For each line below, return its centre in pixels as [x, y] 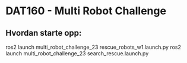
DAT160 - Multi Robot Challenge [86, 11]
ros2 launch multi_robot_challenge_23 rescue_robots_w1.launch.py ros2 [93, 47]
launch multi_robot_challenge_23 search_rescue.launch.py [77, 53]
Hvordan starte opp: [44, 33]
